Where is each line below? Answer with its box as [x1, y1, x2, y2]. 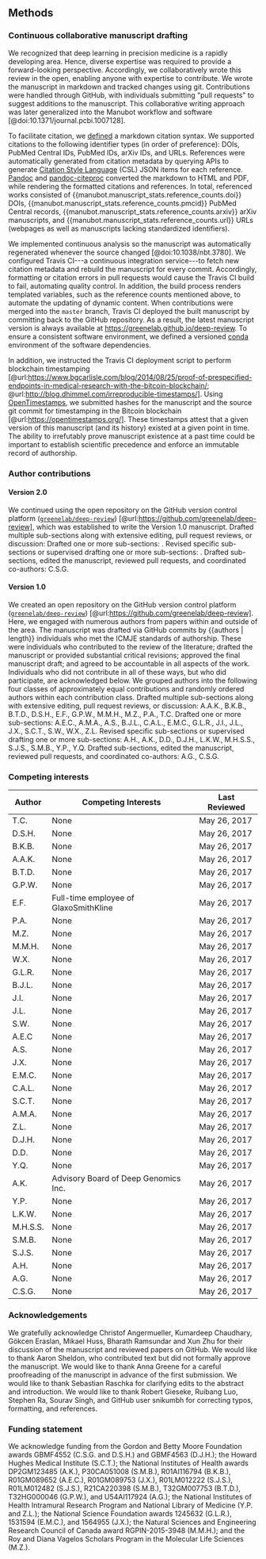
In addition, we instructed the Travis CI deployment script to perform [8, 355, 232, 365]
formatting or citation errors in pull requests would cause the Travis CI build [8, 273, 255, 282]
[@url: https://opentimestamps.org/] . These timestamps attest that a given [8, 414, 249, 423]
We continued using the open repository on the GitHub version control [8, 505, 237, 515]
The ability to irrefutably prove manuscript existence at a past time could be [8, 431, 256, 441]
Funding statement [8, 1423, 83, 1435]
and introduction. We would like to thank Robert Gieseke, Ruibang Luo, [8, 1387, 239, 1396]
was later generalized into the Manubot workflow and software [8, 107, 213, 117]
